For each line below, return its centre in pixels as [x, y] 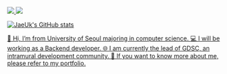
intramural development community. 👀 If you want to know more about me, [113, 56]
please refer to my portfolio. [46, 63]
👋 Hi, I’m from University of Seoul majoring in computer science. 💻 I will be [113, 38]
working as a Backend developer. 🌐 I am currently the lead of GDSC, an [108, 48]
